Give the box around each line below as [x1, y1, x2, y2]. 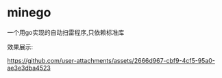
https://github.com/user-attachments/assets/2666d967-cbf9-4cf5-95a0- [7, 56, 216, 64]
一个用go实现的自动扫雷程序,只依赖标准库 [7, 28, 125, 36]
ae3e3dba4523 [7, 64, 51, 72]
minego [7, 5, 51, 21]
